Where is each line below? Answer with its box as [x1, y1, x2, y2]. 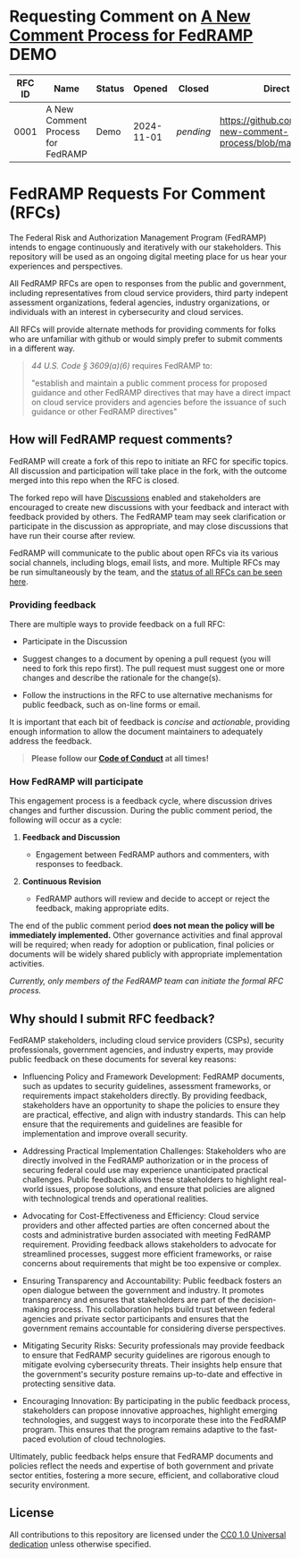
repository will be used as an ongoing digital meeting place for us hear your [9, 251, 287, 261]
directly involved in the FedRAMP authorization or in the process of [21, 1155, 270, 1166]
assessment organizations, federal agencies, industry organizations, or [9, 297, 271, 308]
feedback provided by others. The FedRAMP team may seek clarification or [9, 511, 287, 522]
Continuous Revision [21, 876, 102, 887]
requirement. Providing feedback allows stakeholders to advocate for [21, 1239, 277, 1250]
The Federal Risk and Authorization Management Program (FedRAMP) [9, 232, 267, 243]
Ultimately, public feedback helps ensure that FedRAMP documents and [9, 1452, 274, 1462]
